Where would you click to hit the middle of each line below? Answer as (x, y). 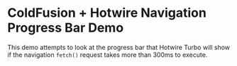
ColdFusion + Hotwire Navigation (107, 13)
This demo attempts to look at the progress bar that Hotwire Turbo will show (119, 47)
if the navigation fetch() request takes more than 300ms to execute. (108, 55)
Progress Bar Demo (66, 28)
